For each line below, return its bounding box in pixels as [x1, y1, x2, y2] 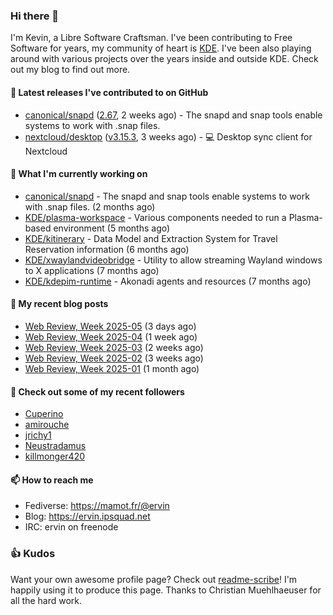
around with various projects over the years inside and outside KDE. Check [10, 53, 319, 65]
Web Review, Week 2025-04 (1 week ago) [24, 330, 198, 343]
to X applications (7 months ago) [24, 264, 160, 276]
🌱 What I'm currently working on [10, 168, 148, 180]
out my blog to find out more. [10, 64, 131, 76]
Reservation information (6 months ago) [24, 243, 190, 255]
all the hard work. [10, 594, 83, 606]
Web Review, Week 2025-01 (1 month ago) [24, 362, 200, 374]
